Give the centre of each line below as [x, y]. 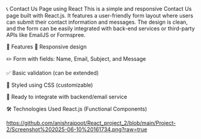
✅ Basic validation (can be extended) [52, 73]
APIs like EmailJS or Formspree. [46, 35]
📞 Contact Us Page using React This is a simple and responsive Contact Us [99, 9]
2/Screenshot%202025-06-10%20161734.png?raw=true [77, 129]
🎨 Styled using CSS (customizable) [50, 85]
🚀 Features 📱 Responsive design [46, 47]
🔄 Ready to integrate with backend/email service [67, 97]
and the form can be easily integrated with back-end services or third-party [100, 29]
